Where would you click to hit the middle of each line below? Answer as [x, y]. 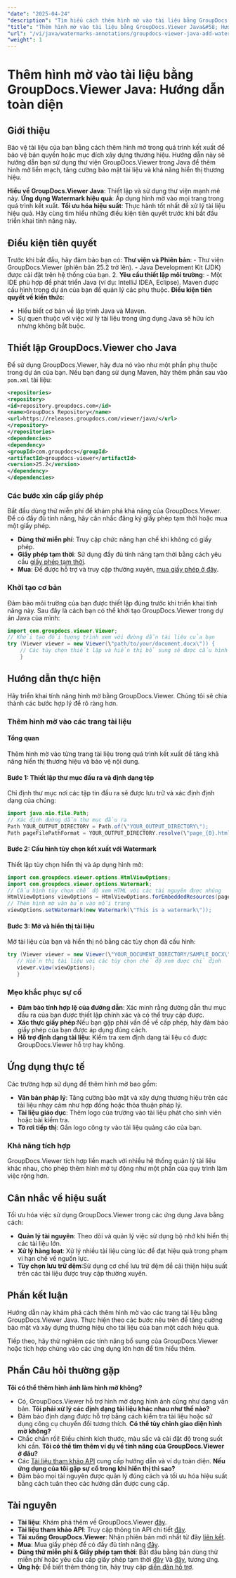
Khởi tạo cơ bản [34, 588]
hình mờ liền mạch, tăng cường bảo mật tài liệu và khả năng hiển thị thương [116, 170]
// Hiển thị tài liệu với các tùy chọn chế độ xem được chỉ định [119, 961]
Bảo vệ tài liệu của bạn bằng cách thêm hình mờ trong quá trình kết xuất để [116, 148]
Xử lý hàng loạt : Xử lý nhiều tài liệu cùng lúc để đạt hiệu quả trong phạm [123, 1251]
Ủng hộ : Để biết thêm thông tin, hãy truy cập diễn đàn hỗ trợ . [106, 1567]
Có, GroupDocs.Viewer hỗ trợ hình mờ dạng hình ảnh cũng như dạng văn [123, 1401]
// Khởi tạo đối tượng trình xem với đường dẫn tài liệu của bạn [111, 637]
